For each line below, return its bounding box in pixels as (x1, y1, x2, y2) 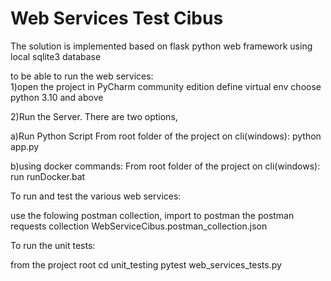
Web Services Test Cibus (10, 7, 224, 30)
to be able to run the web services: (10, 70, 154, 82)
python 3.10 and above (10, 91, 104, 103)
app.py (10, 140, 40, 152)
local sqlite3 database (10, 50, 102, 62)
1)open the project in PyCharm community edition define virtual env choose (10, 80, 322, 92)
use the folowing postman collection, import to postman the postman (10, 209, 295, 221)
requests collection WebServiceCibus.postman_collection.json (10, 220, 268, 232)
